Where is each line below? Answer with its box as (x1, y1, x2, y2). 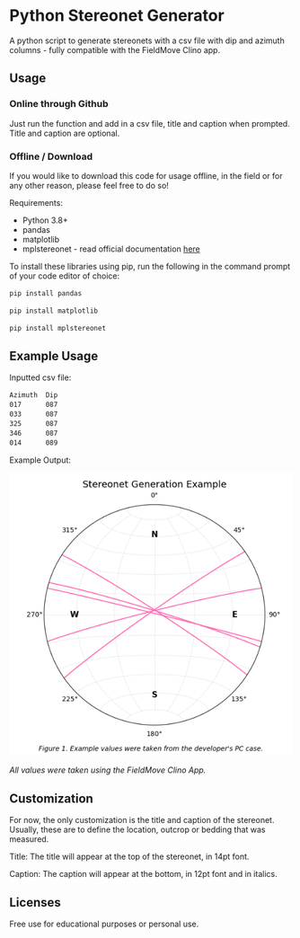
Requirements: (9, 197, 63, 208)
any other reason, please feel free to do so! (9, 180, 169, 190)
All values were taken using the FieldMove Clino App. (9, 765, 207, 775)
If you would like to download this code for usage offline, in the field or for (9, 170, 283, 181)
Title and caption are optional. (9, 128, 120, 138)
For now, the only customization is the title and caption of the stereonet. (9, 815, 275, 826)
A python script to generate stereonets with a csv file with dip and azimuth (9, 35, 285, 46)
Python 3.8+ (22, 215, 69, 226)
